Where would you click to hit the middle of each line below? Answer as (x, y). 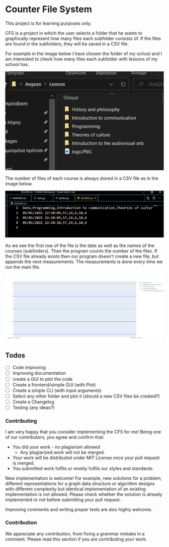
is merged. (24, 463)
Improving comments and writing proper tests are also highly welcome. (79, 510)
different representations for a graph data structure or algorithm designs (80, 484)
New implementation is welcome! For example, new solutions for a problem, (84, 478)
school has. (17, 64)
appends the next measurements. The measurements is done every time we (84, 262)
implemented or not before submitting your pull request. (63, 500)
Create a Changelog (33, 402)
